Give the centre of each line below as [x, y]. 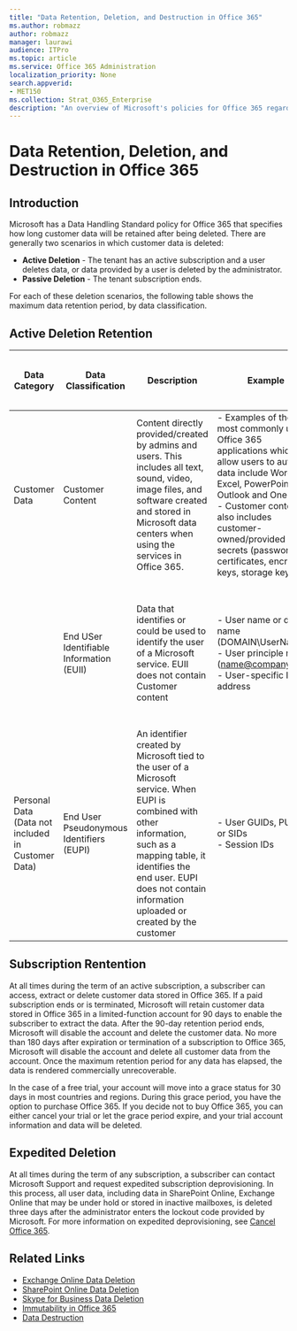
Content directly [170, 423]
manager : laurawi [41, 42]
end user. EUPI [167, 878]
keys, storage [245, 573]
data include [243, 473]
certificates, [242, 561]
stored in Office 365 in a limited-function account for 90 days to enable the [146, 1013]
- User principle [251, 653]
